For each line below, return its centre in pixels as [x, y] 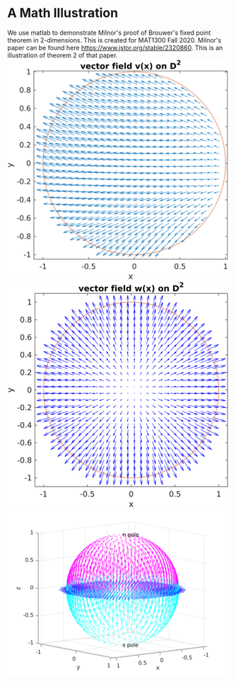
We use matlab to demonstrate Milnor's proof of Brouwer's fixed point [109, 33]
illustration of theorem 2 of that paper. [63, 55]
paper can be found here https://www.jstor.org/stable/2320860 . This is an [115, 47]
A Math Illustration [63, 13]
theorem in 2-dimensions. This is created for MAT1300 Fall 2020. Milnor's [114, 40]
